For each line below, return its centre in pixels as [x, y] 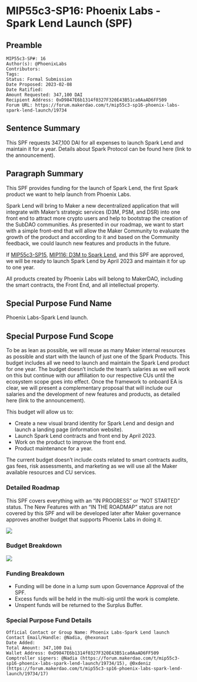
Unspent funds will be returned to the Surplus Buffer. [79, 605]
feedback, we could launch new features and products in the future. [89, 243]
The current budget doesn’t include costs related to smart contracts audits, [97, 460]
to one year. [21, 267]
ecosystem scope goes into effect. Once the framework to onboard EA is [94, 382]
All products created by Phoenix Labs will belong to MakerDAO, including [95, 278]
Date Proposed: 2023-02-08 [39, 84]
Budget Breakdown [34, 546]
